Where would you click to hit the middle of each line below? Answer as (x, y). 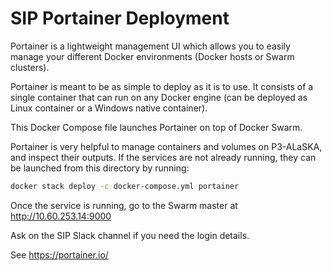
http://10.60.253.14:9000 (61, 216)
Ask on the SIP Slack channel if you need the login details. (130, 235)
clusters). (30, 67)
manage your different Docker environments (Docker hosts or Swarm (152, 56)
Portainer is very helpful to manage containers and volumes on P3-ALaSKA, (166, 146)
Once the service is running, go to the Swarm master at (124, 205)
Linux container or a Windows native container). (109, 108)
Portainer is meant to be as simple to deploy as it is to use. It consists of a (162, 86)
